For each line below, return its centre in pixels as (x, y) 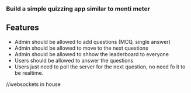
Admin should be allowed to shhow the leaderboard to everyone (92, 54)
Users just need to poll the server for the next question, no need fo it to (100, 67)
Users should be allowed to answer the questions (74, 60)
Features (22, 28)
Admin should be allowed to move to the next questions (81, 48)
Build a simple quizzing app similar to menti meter (78, 9)
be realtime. (29, 73)
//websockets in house (34, 84)
